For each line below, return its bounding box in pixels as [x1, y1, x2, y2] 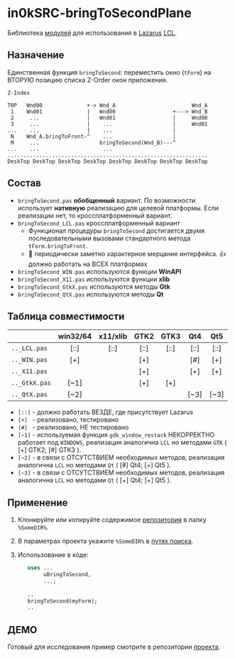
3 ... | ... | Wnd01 [10, 120, 208, 127]
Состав [7, 177, 41, 189]
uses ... [27, 564, 53, 572]
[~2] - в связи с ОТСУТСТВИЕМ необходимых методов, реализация [17, 453, 225, 462]
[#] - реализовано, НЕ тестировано [17, 423, 129, 432]
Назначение [7, 49, 65, 61]
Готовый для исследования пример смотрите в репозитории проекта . [7, 642, 221, 652]
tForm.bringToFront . [28, 241, 88, 250]
